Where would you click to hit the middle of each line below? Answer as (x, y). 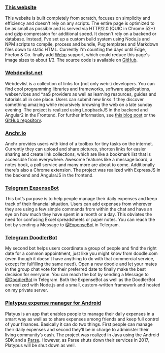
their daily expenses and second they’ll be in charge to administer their (77, 329)
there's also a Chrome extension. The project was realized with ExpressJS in (83, 170)
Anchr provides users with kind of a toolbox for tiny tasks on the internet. (79, 143)
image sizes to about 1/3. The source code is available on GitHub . (71, 60)
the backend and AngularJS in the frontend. (49, 175)
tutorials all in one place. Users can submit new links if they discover (75, 99)
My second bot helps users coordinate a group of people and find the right (81, 248)
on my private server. (27, 290)
